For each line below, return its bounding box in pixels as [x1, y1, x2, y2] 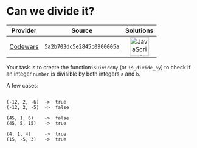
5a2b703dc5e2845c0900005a [44, 43, 120, 50]
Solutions [125, 26, 154, 35]
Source [71, 26, 93, 35]
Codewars [9, 42, 39, 51]
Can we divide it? [6, 4, 95, 18]
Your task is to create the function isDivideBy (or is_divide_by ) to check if [6, 63, 191, 71]
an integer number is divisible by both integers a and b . [6, 70, 141, 77]
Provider [11, 26, 37, 35]
